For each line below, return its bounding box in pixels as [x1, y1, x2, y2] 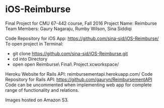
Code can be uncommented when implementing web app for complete [5, 82, 152, 88]
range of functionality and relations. [5, 87, 79, 93]
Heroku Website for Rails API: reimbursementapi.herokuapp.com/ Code [5, 71, 153, 77]
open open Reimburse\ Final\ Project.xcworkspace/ [12, 61, 119, 67]
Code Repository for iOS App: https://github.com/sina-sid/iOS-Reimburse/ [5, 35, 159, 41]
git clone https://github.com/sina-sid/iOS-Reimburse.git [12, 50, 128, 57]
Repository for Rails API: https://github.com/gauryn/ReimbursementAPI [5, 76, 152, 82]
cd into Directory [12, 56, 48, 62]
